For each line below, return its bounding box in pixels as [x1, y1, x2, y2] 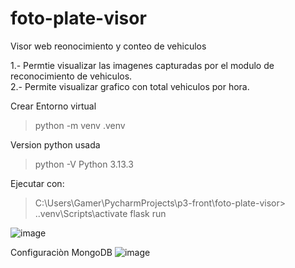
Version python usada [10, 138, 101, 151]
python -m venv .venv [34, 119, 126, 131]
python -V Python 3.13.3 [34, 158, 134, 170]
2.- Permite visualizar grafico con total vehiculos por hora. [10, 80, 250, 92]
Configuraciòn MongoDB [10, 246, 113, 258]
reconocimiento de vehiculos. [10, 70, 133, 82]
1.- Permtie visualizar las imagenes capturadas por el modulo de [10, 59, 275, 71]
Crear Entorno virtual [10, 100, 97, 112]
